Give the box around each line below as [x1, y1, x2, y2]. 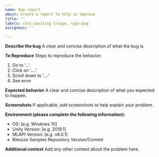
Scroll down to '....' [12, 73, 50, 78]
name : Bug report [5, 7, 41, 12]
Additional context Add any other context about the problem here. [5, 146, 139, 152]
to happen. [5, 93, 27, 99]
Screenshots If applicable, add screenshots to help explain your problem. [5, 102, 154, 108]
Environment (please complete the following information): [5, 111, 126, 118]
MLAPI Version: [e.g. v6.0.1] [12, 131, 68, 137]
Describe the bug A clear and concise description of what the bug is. [5, 43, 145, 49]
